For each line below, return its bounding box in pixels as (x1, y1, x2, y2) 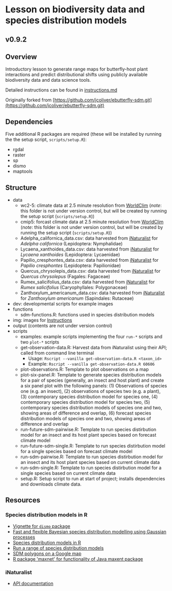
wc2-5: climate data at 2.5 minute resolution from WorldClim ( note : (20, 202, 162, 209)
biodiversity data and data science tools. (5, 77, 91, 83)
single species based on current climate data (20, 470, 116, 476)
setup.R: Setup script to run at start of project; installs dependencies (20, 476, 165, 482)
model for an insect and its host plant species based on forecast (20, 432, 157, 438)
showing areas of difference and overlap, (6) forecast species (20, 410, 151, 416)
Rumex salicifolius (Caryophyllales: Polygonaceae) (20, 284, 127, 291)
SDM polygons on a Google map (12, 550, 82, 557)
